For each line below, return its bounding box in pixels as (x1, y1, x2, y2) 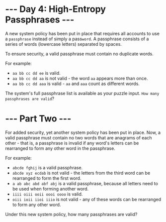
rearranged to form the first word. (12, 175, 82, 181)
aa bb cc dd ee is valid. (12, 70, 61, 76)
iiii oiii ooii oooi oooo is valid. (12, 191, 83, 197)
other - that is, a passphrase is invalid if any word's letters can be (5, 140, 139, 146)
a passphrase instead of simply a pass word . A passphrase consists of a (5, 36, 149, 42)
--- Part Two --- (5, 113, 72, 124)
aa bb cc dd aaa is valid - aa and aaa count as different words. (12, 81, 140, 87)
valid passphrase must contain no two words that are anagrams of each (5, 134, 152, 140)
